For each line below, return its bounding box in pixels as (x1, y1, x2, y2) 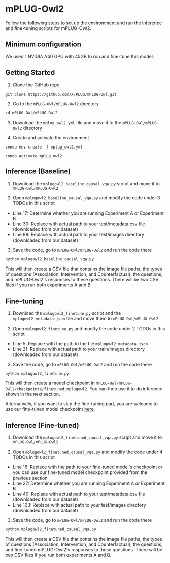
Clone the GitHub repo (12, 82, 60, 88)
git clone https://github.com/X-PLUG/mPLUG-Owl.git (5, 92, 117, 97)
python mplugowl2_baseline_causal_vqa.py (5, 257, 94, 262)
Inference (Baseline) (5, 167, 71, 175)
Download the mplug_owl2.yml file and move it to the (12, 119, 122, 125)
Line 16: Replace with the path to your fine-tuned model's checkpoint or (12, 464, 163, 470)
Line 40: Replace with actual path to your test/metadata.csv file (12, 491, 146, 497)
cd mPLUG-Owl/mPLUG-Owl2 (5, 110, 58, 115)
